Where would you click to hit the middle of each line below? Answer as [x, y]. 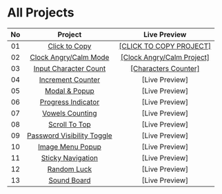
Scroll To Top [69, 124]
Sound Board [69, 180]
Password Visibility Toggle [70, 136]
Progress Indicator [70, 102]
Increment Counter [70, 79]
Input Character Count [70, 68]
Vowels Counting [70, 113]
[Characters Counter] [165, 68]
